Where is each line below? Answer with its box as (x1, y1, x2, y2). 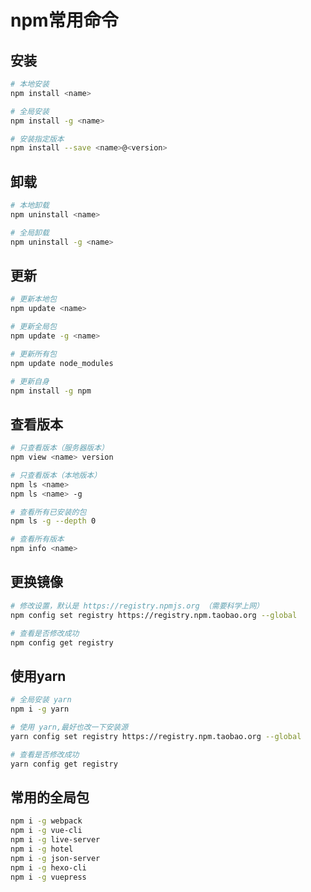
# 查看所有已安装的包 (10, 507, 87, 517)
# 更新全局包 (10, 322, 57, 332)
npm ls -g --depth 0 (10, 516, 97, 526)
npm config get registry (10, 637, 114, 648)
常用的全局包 (10, 789, 90, 806)
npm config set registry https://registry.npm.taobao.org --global (10, 610, 298, 620)
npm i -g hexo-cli (10, 862, 87, 873)
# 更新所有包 (10, 349, 57, 359)
